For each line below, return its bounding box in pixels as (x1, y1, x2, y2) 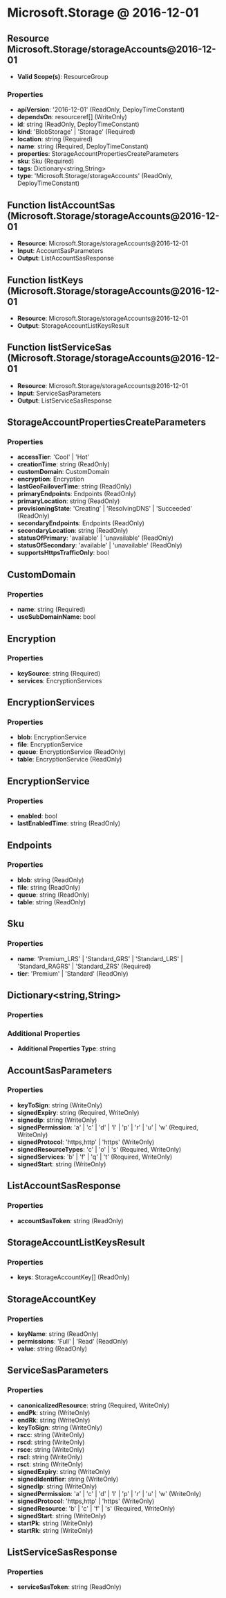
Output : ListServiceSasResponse (17, 396, 112, 405)
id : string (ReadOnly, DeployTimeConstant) (17, 120, 140, 129)
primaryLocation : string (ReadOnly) (17, 497, 120, 505)
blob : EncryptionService (17, 733, 87, 741)
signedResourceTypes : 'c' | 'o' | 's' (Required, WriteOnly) (17, 1145, 182, 1153)
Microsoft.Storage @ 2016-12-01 (7, 5, 199, 21)
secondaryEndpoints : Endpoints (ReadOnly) (17, 519, 145, 527)
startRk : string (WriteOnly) (17, 1526, 93, 1534)
